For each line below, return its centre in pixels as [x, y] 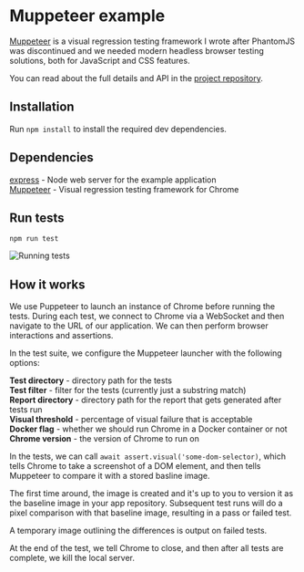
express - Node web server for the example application [113, 180]
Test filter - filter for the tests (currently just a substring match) [128, 390]
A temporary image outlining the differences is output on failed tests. [138, 531]
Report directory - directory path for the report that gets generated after [146, 400]
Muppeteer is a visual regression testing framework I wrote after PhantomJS [152, 41]
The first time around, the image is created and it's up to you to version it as [152, 494]
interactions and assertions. [61, 336]
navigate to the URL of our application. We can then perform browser [139, 326]
